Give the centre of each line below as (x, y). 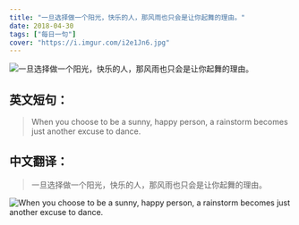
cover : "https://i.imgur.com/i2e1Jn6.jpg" (90, 42)
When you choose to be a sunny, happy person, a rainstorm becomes (159, 122)
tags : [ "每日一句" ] (43, 34)
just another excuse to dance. (86, 131)
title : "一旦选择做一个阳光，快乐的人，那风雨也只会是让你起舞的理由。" (128, 17)
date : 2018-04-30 (42, 26)
